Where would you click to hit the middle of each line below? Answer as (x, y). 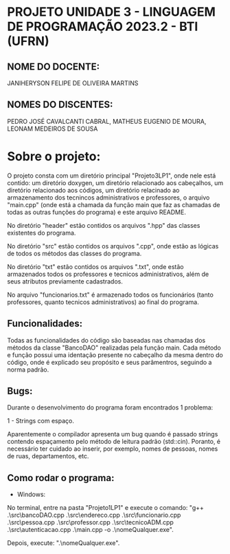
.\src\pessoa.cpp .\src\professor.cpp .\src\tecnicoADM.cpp (90, 522)
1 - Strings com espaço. (41, 421)
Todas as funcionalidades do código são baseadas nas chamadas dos (106, 340)
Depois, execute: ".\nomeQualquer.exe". (64, 543)
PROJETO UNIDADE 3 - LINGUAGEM (112, 12)
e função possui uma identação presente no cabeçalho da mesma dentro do (115, 354)
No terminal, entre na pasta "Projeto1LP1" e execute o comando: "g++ (106, 508)
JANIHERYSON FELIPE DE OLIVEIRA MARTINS (73, 83)
